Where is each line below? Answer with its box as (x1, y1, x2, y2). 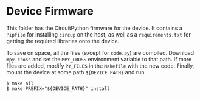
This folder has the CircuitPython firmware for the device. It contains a (6, 24, 182, 32)
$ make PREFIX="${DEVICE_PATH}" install (6, 85, 111, 92)
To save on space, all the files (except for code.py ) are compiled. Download (6, 49, 195, 56)
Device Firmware (6, 4, 94, 18)
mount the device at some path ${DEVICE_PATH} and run (6, 68, 145, 75)
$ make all (6, 80, 34, 86)
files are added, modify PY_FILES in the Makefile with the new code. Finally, (6, 62, 195, 69)
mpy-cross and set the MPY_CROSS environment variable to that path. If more (6, 55, 192, 63)
